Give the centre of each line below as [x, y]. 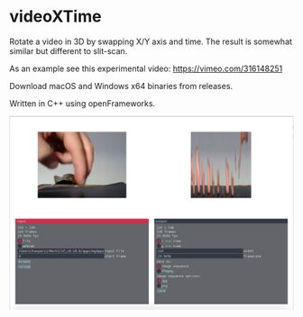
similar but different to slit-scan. [69, 50]
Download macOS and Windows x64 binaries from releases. [121, 86]
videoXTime [55, 17]
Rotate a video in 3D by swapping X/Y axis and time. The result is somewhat [151, 41]
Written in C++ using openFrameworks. [83, 103]
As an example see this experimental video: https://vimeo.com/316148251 [146, 68]
